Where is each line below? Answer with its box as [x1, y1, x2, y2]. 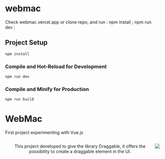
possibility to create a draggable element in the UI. [29, 148, 131, 154]
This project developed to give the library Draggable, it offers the [14, 143, 146, 149]
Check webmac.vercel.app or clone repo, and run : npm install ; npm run [5, 19, 152, 25]
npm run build [5, 97, 34, 102]
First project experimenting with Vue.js [5, 129, 83, 135]
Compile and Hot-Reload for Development [5, 63, 107, 70]
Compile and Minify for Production [5, 86, 89, 92]
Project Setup [5, 39, 48, 47]
